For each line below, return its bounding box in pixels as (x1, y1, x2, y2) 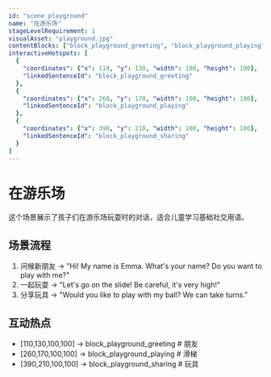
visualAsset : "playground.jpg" (8, 34, 114, 43)
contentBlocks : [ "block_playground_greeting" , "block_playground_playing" (8, 42, 265, 50)
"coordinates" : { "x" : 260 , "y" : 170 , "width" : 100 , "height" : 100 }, (23, 94, 258, 103)
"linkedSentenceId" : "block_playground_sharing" (23, 132, 190, 140)
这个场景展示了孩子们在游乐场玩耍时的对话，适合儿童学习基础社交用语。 (8, 212, 248, 222)
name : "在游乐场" (8, 19, 62, 27)
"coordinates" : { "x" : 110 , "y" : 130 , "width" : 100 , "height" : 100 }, (23, 65, 258, 73)
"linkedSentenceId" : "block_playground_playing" (23, 102, 190, 110)
